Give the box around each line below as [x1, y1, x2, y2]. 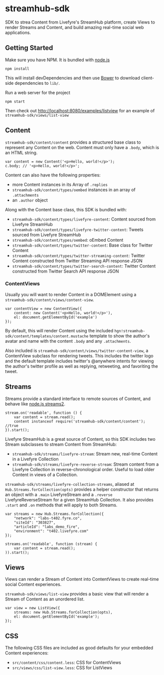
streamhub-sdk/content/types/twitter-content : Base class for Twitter [12, 242, 153, 248]
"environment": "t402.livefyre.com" [14, 528, 89, 533]
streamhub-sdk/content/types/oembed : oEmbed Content [12, 237, 123, 243]
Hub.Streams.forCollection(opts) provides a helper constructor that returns [5, 486, 159, 492]
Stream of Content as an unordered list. [5, 596, 85, 602]
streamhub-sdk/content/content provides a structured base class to [5, 139, 141, 145]
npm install [5, 66, 29, 71]
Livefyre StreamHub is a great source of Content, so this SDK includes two [5, 436, 156, 442]
